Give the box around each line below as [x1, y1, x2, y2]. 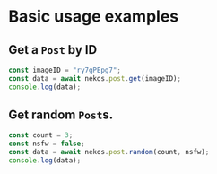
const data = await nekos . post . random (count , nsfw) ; [8, 148, 210, 157]
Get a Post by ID [8, 42, 98, 57]
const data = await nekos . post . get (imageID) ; [8, 74, 181, 83]
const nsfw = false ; [8, 139, 86, 149]
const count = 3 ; [8, 131, 74, 140]
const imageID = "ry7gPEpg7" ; [8, 65, 122, 74]
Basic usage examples [8, 6, 179, 27]
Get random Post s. [8, 108, 114, 123]
